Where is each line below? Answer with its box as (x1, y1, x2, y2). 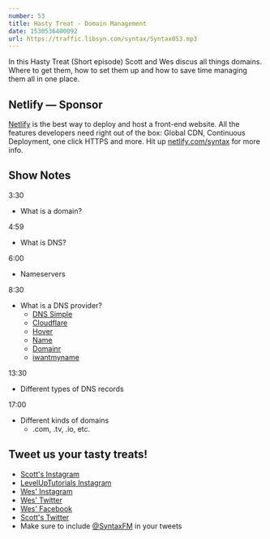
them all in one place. (8, 74, 80, 84)
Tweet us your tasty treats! (8, 448, 148, 462)
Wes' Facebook (19, 503, 73, 513)
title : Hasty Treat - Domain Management (8, 20, 148, 28)
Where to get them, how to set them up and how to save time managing (8, 66, 247, 76)
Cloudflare (32, 318, 68, 328)
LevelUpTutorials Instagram (19, 477, 112, 488)
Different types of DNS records (19, 384, 124, 393)
